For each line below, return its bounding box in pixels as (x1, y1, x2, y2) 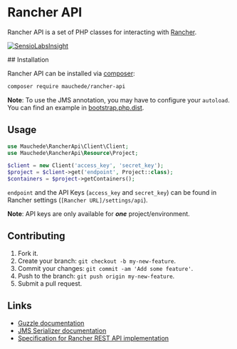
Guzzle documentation (17, 318, 85, 327)
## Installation (7, 55, 49, 64)
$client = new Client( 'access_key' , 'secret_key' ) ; (7, 162, 164, 169)
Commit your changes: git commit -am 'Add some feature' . (17, 264, 194, 272)
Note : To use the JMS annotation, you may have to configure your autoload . (7, 95, 230, 104)
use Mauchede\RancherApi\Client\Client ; (7, 143, 130, 150)
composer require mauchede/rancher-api (7, 82, 126, 90)
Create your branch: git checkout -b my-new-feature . (17, 257, 177, 265)
